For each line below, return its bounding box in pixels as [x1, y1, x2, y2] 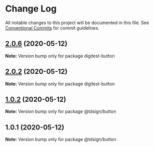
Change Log [5, 3, 57, 15]
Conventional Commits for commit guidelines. [5, 25, 99, 31]
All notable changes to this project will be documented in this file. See [5, 20, 149, 26]
